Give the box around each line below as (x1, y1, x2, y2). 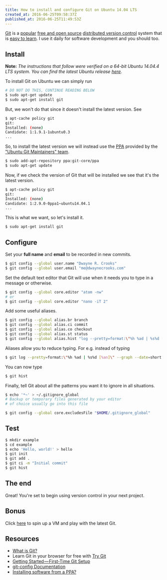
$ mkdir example (5, 437, 39, 442)
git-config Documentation (12, 564, 66, 570)
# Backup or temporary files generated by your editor (5, 397, 122, 402)
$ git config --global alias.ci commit (5, 322, 88, 327)
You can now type (5, 364, 42, 370)
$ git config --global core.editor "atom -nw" (5, 290, 104, 294)
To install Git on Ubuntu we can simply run (5, 78, 92, 84)
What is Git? (12, 548, 37, 554)
